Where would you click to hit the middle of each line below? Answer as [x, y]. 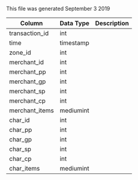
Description [112, 23]
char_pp [21, 130]
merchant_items [32, 110]
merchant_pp [28, 72]
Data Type [74, 23]
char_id [20, 120]
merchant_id [26, 62]
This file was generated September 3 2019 [58, 9]
